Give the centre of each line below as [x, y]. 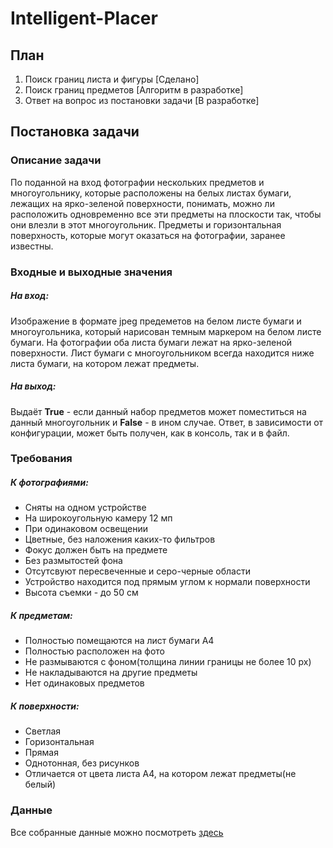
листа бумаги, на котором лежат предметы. [105, 363]
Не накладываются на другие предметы [111, 673]
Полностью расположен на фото [94, 651]
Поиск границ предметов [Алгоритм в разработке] [134, 90]
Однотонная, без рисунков [82, 763]
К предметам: [41, 616]
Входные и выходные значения [91, 272]
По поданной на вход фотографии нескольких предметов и [137, 182]
